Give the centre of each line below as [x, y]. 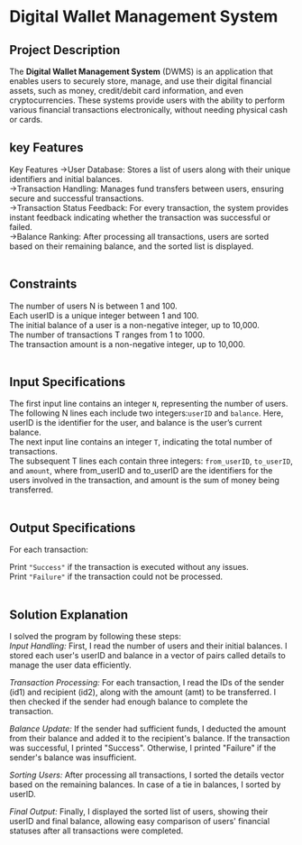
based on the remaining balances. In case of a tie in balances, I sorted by [145, 785]
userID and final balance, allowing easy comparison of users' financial [140, 822]
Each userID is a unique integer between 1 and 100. [104, 315]
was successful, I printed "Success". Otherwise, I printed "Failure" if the [143, 748]
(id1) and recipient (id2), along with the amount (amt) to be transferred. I [143, 693]
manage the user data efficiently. [71, 666]
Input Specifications [68, 382]
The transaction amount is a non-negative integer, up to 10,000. [128, 344]
